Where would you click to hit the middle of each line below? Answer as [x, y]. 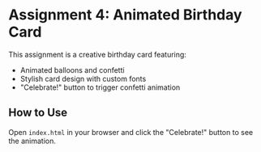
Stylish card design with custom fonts [83, 78]
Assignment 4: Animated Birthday [125, 15]
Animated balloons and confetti [72, 70]
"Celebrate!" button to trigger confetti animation [100, 87]
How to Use [38, 113]
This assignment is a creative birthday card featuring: [97, 54]
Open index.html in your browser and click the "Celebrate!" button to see [131, 132]
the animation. [32, 141]
